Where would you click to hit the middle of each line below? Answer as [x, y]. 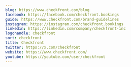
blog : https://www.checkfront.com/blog [47, 10]
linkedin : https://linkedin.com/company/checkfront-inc [65, 29]
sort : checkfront [24, 38]
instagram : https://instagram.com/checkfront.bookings [64, 24]
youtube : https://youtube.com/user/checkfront [55, 57]
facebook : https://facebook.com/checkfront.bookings [62, 15]
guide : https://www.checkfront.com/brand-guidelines [62, 19]
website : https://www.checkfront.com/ [46, 52]
